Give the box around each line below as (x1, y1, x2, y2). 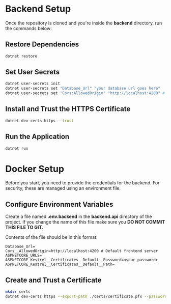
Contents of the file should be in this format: (5, 234, 98, 240)
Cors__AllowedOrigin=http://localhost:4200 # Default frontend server (5, 248, 158, 254)
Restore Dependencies (5, 40, 79, 49)
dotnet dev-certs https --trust (5, 118, 74, 123)
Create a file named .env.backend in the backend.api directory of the (5, 213, 152, 219)
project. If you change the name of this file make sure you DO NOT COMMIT (5, 219, 165, 225)
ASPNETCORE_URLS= (5, 253, 42, 258)
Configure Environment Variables (5, 200, 113, 209)
